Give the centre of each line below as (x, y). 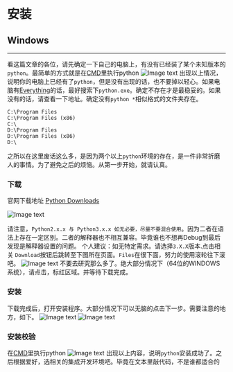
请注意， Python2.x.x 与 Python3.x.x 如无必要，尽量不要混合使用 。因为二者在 (113, 229)
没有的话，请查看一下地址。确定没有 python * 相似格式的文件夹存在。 (105, 99)
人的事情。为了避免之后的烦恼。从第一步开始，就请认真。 (89, 165)
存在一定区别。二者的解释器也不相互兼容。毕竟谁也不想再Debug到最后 (120, 238)
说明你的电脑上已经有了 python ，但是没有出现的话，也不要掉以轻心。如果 (111, 81)
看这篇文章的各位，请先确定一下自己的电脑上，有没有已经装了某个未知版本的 (116, 64)
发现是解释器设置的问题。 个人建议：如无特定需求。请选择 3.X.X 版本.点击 (111, 246)
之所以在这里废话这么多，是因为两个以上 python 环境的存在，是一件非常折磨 (114, 156)
